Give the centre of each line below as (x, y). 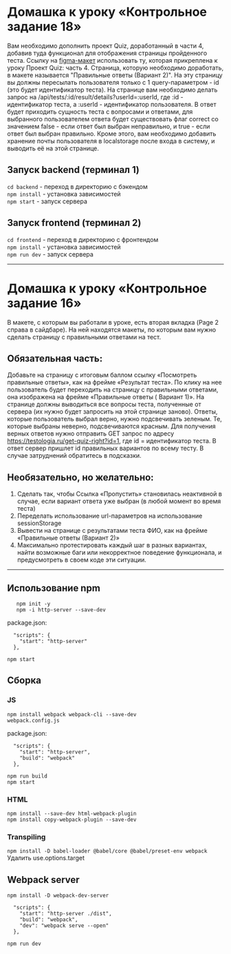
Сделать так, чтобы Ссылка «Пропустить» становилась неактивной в (119, 494)
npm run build (27, 776)
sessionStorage (39, 523)
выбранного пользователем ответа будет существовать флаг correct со (113, 119)
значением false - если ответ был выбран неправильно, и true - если (109, 126)
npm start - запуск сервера (47, 201)
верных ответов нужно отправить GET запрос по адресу (91, 434)
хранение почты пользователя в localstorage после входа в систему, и (111, 141)
